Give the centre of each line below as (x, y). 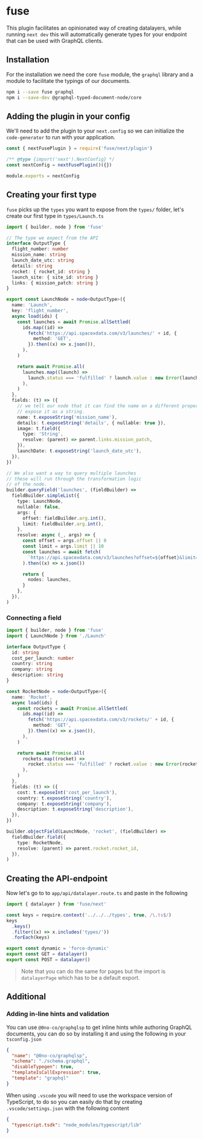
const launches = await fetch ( (62, 552)
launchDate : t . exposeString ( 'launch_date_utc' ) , (79, 451)
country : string (32, 664)
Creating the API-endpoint (57, 878)
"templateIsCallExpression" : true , (56, 1072)
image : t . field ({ (39, 428)
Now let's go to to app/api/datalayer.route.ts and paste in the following (97, 893)
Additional (26, 997)
